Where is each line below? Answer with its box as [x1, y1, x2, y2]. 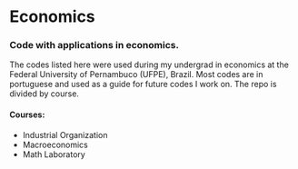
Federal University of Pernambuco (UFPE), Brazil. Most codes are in [9, 69, 263, 80]
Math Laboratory [22, 148, 86, 160]
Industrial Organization [22, 129, 108, 140]
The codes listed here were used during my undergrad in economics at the [9, 59, 289, 70]
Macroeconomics [22, 139, 88, 150]
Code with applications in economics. [9, 39, 180, 52]
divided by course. [9, 88, 80, 99]
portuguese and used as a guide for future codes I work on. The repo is [9, 79, 277, 90]
